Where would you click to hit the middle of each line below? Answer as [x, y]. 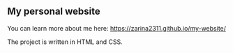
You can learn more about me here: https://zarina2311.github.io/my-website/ [117, 28]
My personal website [54, 12]
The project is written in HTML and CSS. [65, 42]
